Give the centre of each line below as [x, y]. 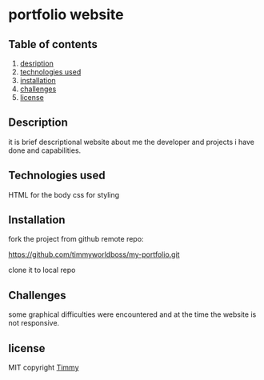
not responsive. [34, 323]
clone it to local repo [42, 270]
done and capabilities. [45, 150]
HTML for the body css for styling [64, 194]
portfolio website [66, 15]
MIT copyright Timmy [44, 368]
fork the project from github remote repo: [76, 239]
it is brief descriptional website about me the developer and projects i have [131, 142]
